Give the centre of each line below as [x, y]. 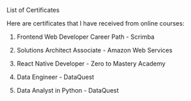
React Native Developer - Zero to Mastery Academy [91, 64]
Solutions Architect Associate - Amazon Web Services [94, 50]
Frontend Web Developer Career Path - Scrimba [85, 37]
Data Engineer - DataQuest [55, 77]
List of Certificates [33, 10]
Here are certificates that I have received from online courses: [95, 23]
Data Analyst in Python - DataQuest [68, 90]
